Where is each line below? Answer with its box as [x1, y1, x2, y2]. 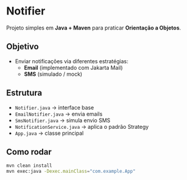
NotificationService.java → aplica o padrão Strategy [14, 123, 149, 130]
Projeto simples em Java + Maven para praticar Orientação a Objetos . [6, 24, 182, 31]
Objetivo [6, 42, 39, 52]
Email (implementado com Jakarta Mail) [23, 64, 123, 71]
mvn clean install [6, 163, 52, 169]
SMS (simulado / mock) [23, 70, 82, 78]
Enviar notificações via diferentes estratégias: [14, 57, 129, 64]
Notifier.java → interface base [14, 104, 94, 111]
